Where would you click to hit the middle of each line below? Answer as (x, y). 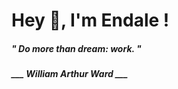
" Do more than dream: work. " (76, 48)
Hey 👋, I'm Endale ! (90, 20)
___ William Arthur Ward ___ (70, 74)
